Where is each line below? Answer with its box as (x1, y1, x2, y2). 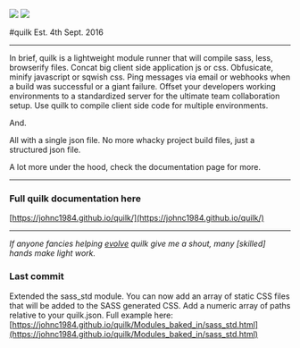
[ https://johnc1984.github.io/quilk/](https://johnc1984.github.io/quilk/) (9, 213, 265, 224)
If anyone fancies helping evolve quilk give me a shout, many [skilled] (9, 238, 266, 250)
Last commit (9, 270, 64, 283)
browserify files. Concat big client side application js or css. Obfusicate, (9, 63, 274, 72)
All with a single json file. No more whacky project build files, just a (9, 135, 255, 145)
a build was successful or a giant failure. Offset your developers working (9, 81, 277, 91)
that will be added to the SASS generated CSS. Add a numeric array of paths (9, 300, 291, 310)
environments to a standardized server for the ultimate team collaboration (9, 90, 280, 101)
